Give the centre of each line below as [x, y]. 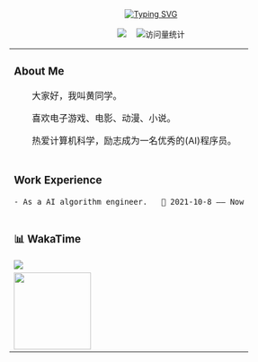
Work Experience [58, 181]
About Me [39, 72]
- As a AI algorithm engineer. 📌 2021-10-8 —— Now [129, 202]
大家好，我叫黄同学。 [77, 95]
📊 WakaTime [48, 239]
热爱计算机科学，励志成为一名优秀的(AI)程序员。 [134, 140]
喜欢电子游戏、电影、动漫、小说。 [104, 118]
